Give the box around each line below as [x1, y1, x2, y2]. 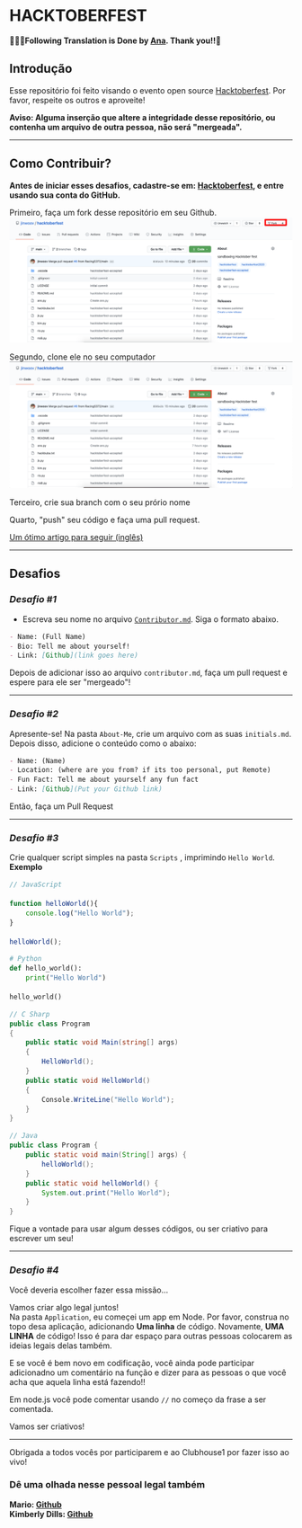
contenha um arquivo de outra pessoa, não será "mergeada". [9, 121, 243, 132]
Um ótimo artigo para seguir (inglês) [9, 531, 144, 542]
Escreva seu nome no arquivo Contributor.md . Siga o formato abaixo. [22, 613, 280, 625]
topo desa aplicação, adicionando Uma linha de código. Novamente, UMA [9, 1320, 285, 1331]
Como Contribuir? [9, 156, 112, 172]
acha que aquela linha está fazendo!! [9, 1376, 146, 1387]
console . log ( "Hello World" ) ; [25, 909, 135, 918]
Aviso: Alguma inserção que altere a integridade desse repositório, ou [9, 111, 276, 122]
